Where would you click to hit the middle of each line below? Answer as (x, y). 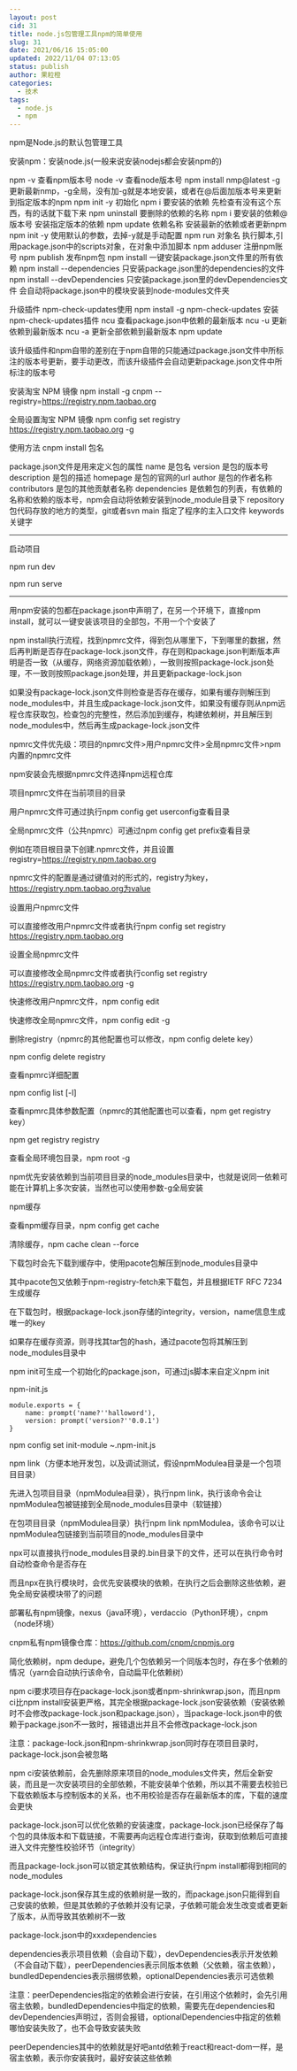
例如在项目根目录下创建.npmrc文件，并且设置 (92, 850)
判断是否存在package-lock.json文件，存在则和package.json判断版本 (148, 651)
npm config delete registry (57, 1057)
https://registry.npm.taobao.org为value (80, 889)
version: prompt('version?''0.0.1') (93, 1421)
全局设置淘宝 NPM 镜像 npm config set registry (95, 420)
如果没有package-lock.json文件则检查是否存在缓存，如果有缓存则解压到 (140, 692)
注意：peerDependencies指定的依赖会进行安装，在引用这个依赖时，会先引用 (148, 1995)
